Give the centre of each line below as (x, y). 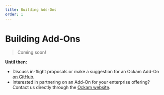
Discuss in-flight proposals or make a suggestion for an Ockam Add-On (86, 72)
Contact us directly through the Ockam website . (61, 88)
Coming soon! (32, 52)
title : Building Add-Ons (31, 10)
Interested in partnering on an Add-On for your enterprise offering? (81, 82)
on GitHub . (23, 77)
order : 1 (14, 14)
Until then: (16, 62)
